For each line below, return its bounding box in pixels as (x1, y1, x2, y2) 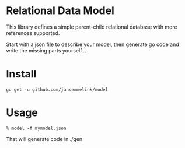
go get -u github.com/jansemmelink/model (6, 86, 109, 93)
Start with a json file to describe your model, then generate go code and (6, 41, 179, 48)
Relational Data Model (6, 4, 115, 17)
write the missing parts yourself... (6, 47, 86, 54)
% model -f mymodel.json (6, 125, 67, 131)
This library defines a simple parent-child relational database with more (6, 23, 177, 30)
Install (6, 68, 37, 81)
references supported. (6, 29, 60, 36)
